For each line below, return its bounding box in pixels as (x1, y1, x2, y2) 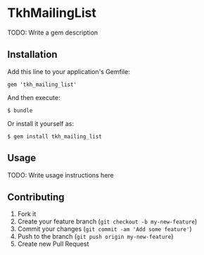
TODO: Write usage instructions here (7, 170, 114, 179)
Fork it (17, 210, 37, 218)
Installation (7, 49, 58, 61)
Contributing (7, 191, 65, 203)
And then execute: (7, 93, 60, 101)
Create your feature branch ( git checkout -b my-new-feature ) (17, 217, 198, 226)
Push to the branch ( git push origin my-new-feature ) (17, 232, 174, 241)
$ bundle (7, 107, 33, 114)
